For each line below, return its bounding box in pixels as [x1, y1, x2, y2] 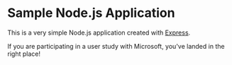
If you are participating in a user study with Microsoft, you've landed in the [7, 42, 225, 50]
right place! [7, 49, 41, 58]
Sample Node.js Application [7, 5, 175, 21]
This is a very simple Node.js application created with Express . [7, 28, 191, 37]
